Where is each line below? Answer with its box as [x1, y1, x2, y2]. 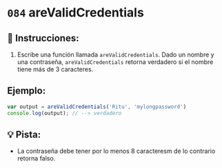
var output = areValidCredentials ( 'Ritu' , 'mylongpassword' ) [7, 103, 187, 110]
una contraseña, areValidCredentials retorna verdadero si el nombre [17, 58, 214, 66]
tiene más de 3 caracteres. [17, 65, 94, 73]
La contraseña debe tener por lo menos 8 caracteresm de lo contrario [17, 147, 216, 156]
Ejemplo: [7, 85, 46, 97]
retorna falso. [17, 154, 56, 162]
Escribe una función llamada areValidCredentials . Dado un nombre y [17, 50, 215, 59]
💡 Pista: [7, 129, 41, 140]
